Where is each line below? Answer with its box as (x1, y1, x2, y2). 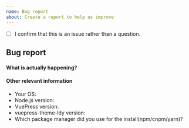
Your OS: (14, 90, 36, 97)
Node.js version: (14, 96, 55, 103)
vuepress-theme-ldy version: (14, 109, 86, 116)
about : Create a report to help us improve (6, 14, 114, 20)
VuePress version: (14, 103, 59, 110)
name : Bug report (6, 8, 49, 15)
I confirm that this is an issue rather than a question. (14, 30, 141, 37)
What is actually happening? (6, 64, 77, 71)
